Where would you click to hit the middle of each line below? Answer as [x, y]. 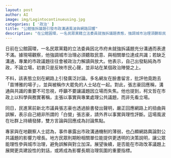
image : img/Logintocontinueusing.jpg [45, 19]
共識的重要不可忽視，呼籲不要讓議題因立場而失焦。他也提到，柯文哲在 [88, 91]
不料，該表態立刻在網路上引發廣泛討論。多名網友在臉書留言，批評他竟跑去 [83, 78]
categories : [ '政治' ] [30, 24]
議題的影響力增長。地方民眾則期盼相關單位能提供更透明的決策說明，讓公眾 [88, 138]
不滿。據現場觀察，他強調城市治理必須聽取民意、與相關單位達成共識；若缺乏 [85, 55]
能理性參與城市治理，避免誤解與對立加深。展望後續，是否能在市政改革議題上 [85, 144]
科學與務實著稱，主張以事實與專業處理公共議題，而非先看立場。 [85, 97]
